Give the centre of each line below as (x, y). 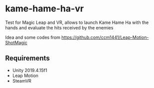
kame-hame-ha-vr (44, 9)
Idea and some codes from (33, 37)
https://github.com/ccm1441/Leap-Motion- (105, 37)
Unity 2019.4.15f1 (30, 70)
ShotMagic (16, 42)
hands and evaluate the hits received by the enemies (59, 27)
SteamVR (22, 81)
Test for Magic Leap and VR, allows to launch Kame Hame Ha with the (77, 22)
